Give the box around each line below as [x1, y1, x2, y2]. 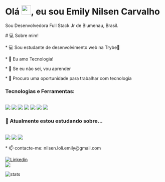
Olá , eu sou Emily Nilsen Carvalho [5, 6, 160, 17]
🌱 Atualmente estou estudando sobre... [5, 117, 103, 124]
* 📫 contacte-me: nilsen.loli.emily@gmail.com [5, 145, 101, 151]
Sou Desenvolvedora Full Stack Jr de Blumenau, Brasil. [5, 22, 119, 28]
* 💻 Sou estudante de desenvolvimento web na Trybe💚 [5, 44, 120, 50]
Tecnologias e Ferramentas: [5, 87, 75, 94]
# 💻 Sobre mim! [5, 32, 39, 38]
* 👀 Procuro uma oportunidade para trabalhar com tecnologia [5, 75, 132, 81]
